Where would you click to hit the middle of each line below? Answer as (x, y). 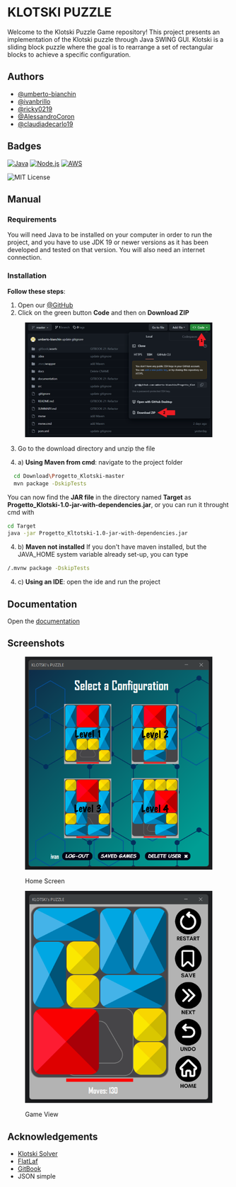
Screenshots (36, 643)
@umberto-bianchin (47, 93)
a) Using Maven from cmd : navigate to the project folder (100, 462)
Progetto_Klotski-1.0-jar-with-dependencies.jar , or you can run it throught (118, 504)
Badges (24, 146)
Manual (24, 199)
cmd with (21, 512)
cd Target (22, 526)
